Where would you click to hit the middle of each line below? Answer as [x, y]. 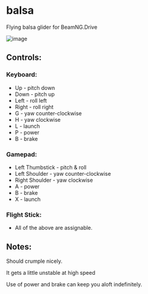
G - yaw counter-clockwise [48, 113]
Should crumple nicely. [34, 261]
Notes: [19, 247]
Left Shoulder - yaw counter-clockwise [63, 173]
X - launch [27, 199]
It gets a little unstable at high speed [51, 273]
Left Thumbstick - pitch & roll [50, 167]
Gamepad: [22, 154]
